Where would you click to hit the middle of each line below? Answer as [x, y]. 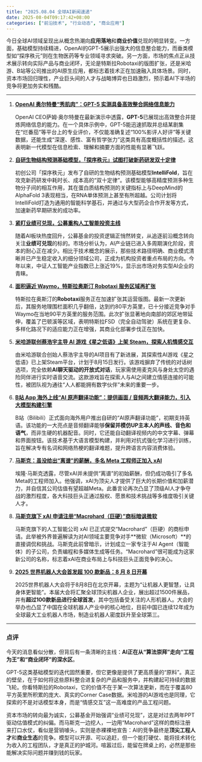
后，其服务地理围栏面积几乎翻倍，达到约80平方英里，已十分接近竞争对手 [105, 307]
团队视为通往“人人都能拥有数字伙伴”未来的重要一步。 [96, 385]
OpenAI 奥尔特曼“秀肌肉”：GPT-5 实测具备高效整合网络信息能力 [95, 104]
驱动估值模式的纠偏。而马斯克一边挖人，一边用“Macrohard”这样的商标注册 [99, 722]
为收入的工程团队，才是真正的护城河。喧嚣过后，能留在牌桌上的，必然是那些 [101, 745]
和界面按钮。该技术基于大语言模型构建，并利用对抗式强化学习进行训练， [104, 440]
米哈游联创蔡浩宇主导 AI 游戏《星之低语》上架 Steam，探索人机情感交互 [104, 342]
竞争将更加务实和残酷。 [35, 86]
